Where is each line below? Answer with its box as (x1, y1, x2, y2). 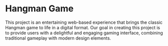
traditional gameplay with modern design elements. (5, 35, 111, 41)
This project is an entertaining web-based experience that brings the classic (5, 19, 163, 25)
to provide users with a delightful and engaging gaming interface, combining (5, 30, 163, 36)
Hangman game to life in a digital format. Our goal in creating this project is (5, 24, 160, 30)
